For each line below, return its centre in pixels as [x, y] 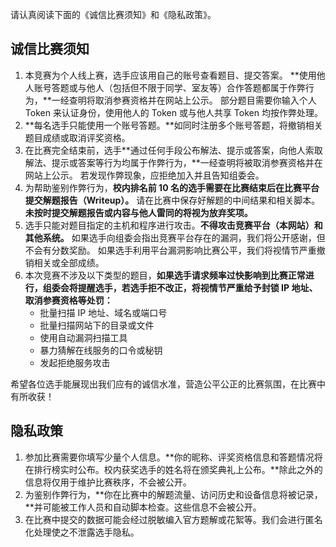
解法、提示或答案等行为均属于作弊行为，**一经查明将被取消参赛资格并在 [173, 162]
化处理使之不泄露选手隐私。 [82, 532]
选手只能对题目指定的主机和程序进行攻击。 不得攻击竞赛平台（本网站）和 [173, 225]
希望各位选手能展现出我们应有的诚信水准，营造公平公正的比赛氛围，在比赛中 [168, 384]
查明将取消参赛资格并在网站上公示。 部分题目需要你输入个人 [192, 100]
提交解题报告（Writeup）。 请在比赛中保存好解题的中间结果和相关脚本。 [172, 200]
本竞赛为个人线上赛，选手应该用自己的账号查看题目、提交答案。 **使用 [170, 75]
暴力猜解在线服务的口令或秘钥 [101, 350]
